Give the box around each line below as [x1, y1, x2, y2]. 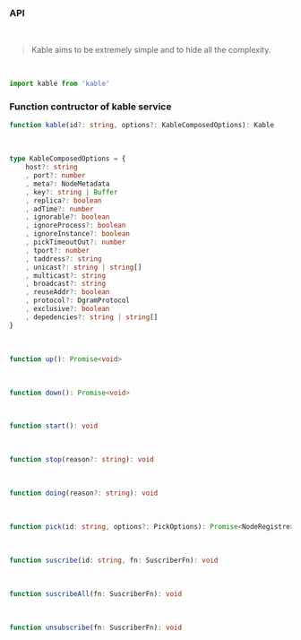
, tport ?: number [25, 246, 90, 255]
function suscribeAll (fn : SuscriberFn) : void [9, 589, 182, 598]
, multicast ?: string [25, 271, 106, 280]
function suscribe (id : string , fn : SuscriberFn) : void [9, 556, 219, 565]
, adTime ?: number [25, 204, 94, 213]
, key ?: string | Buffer [25, 187, 118, 196]
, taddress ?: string [25, 254, 102, 264]
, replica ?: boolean [25, 195, 102, 205]
